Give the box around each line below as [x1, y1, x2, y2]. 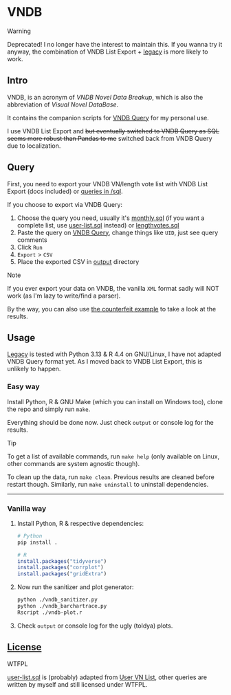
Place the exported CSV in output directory [16, 257, 140, 265]
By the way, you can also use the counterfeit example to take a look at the [7, 305, 217, 313]
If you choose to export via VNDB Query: [7, 200, 122, 208]
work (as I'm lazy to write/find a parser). [7, 291, 121, 300]
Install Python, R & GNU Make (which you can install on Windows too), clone [7, 397, 223, 406]
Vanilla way [7, 503, 47, 513]
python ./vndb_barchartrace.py [16, 603, 107, 610]
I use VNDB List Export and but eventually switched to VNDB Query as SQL [7, 126, 220, 135]
